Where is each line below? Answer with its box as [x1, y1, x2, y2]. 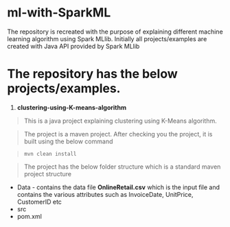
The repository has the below [7, 67, 178, 82]
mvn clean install [23, 150, 77, 157]
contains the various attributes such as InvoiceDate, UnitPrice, [16, 190, 194, 198]
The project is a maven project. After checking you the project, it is [23, 130, 213, 138]
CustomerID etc [16, 198, 62, 206]
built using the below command [23, 137, 113, 145]
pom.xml [16, 212, 43, 220]
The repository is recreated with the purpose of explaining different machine [7, 27, 223, 36]
